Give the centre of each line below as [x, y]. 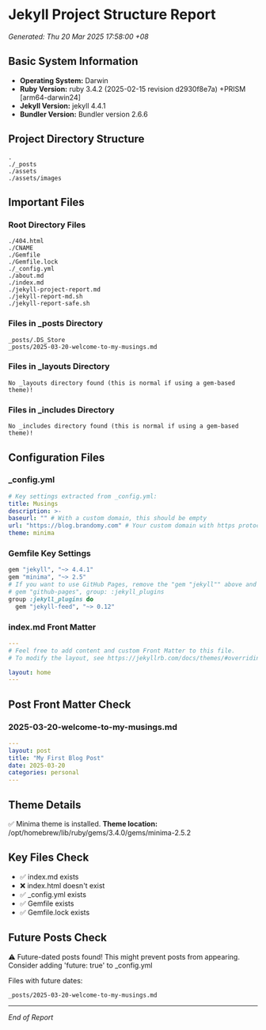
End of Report [31, 1017]
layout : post [30, 751]
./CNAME [21, 248]
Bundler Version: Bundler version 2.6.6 [84, 114]
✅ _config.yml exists [53, 894]
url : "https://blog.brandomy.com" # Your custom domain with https [122, 526]
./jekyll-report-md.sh [46, 297]
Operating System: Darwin [64, 80]
